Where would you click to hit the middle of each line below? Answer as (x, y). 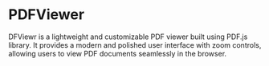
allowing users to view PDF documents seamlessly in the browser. (118, 53)
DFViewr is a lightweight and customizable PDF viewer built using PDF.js (128, 37)
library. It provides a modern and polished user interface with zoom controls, (135, 45)
